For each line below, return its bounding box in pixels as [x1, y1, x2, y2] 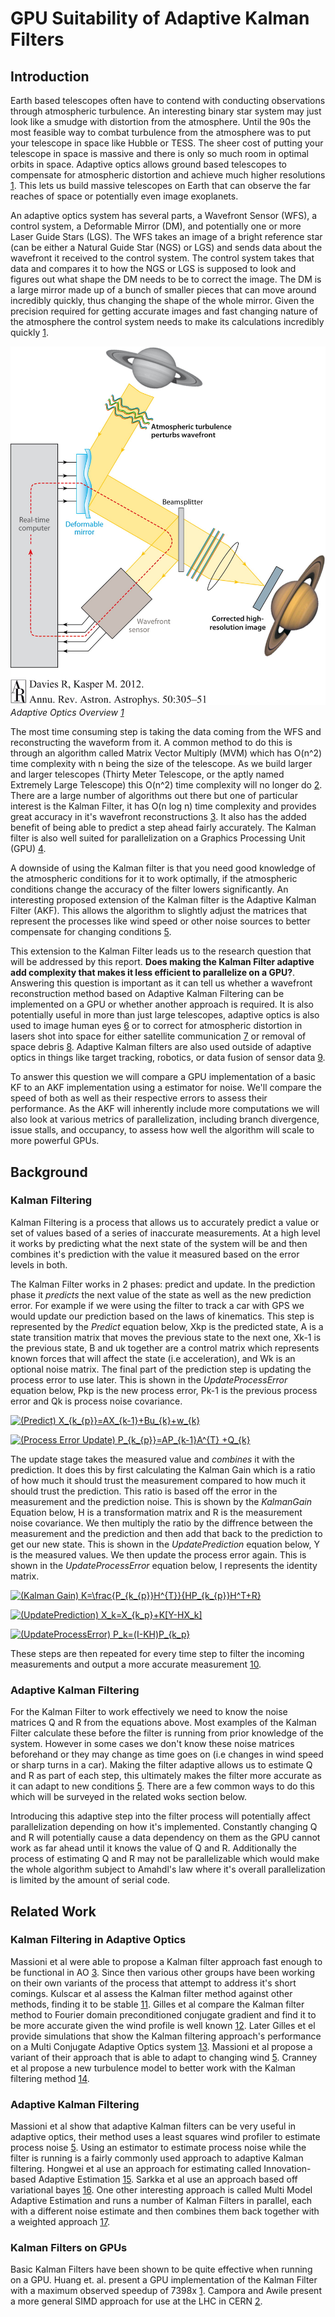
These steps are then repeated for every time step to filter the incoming [10, 1647, 305, 1659]
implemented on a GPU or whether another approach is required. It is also [10, 998, 315, 1011]
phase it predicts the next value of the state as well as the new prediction [10, 1288, 312, 1301]
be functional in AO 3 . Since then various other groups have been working [10, 1966, 315, 1978]
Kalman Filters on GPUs [10, 2241, 128, 2255]
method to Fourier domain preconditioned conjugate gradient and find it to [10, 2008, 317, 2021]
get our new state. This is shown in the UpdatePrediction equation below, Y [10, 1538, 320, 1550]
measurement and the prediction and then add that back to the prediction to [10, 1527, 323, 1539]
